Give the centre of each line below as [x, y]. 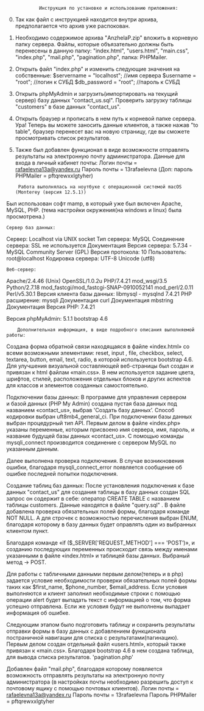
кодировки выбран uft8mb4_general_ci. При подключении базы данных [99, 416]
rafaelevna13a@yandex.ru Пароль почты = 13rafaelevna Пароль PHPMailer [101, 695]
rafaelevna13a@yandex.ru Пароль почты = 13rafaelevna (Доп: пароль [104, 169]
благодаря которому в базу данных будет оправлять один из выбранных [101, 524]
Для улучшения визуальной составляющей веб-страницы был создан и [100, 366]
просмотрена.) [26, 216]
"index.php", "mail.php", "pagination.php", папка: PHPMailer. [91, 57]
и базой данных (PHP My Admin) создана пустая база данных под [92, 404]
